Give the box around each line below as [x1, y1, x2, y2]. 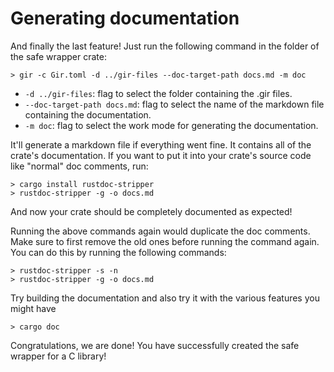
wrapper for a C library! [10, 350, 107, 362]
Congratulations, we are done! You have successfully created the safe [10, 339, 300, 351]
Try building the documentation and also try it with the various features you [10, 292, 320, 304]
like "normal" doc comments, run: [10, 160, 149, 172]
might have [10, 302, 57, 314]
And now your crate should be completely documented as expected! [10, 205, 293, 217]
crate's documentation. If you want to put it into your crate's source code [10, 149, 312, 161]
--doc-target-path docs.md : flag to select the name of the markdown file [24, 98, 325, 110]
